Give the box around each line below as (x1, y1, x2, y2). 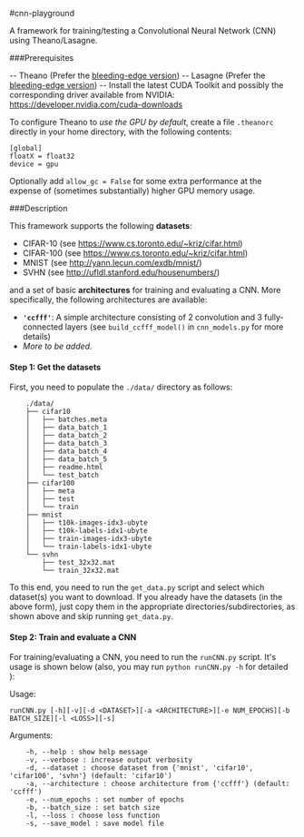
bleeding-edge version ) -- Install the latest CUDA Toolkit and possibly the (9, 80, 284, 90)
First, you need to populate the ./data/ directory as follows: (9, 381, 233, 393)
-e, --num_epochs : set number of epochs (25, 795, 184, 804)
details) (22, 331, 52, 341)
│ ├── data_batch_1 (25, 423, 107, 432)
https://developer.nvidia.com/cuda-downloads (9, 99, 183, 110)
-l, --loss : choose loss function (25, 812, 161, 821)
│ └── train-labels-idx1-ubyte (25, 542, 152, 552)
